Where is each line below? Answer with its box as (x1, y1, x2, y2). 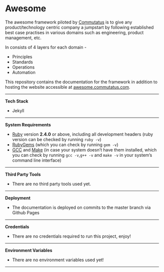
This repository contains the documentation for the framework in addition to (5, 79, 158, 85)
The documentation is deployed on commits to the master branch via (12, 204, 151, 210)
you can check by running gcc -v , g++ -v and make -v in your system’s (12, 152, 152, 158)
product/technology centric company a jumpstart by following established (5, 24, 154, 30)
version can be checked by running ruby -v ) (12, 136, 102, 142)
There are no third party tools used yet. (12, 181, 91, 187)
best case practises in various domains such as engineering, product (5, 29, 144, 35)
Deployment (5, 195, 31, 201)
